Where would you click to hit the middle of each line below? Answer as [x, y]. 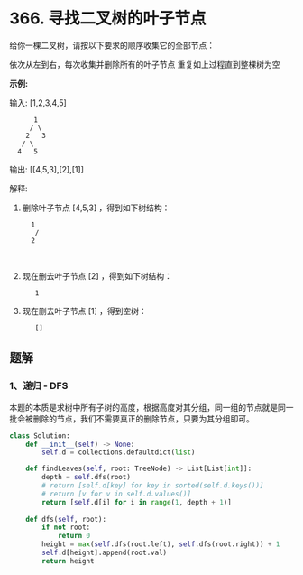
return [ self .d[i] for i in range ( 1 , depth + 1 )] [137, 502]
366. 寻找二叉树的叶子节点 [108, 19]
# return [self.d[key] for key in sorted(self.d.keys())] [153, 486]
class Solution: [40, 436]
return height [68, 561]
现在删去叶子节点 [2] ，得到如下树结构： [97, 275]
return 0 [74, 536]
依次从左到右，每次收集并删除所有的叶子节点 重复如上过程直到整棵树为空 [145, 64]
